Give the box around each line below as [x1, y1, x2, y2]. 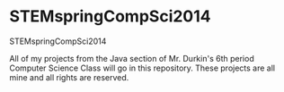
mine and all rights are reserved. [9, 71, 129, 82]
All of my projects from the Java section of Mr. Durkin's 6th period [9, 53, 254, 63]
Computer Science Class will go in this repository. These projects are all [9, 63, 276, 73]
